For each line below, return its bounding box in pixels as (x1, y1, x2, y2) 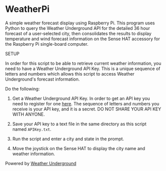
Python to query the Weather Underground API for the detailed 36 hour (5, 25, 150, 31)
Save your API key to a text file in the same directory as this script (12, 121, 147, 127)
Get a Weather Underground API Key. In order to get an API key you (12, 95, 150, 101)
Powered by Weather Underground (5, 160, 77, 166)
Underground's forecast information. (5, 76, 80, 82)
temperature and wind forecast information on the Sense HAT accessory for (5, 36, 160, 42)
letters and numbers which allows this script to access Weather (5, 71, 135, 77)
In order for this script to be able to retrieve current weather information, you (5, 60, 162, 66)
